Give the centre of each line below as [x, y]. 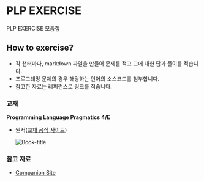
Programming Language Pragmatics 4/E [58, 117]
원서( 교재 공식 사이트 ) [41, 130]
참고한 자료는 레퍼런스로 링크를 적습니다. [63, 86]
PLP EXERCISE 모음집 [33, 28]
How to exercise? [40, 48]
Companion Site [36, 173]
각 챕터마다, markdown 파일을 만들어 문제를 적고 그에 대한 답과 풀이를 [99, 63]
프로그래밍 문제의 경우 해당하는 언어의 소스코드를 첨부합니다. [87, 78]
